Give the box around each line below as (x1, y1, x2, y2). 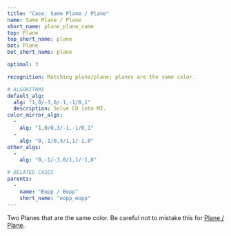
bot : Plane (7, 42, 39, 49)
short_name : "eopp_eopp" (19, 195, 91, 201)
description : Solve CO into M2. (13, 105, 107, 112)
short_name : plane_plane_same (7, 23, 94, 30)
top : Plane (7, 29, 39, 37)
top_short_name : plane (7, 36, 72, 43)
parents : (7, 175, 32, 183)
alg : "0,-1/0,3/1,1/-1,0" (19, 137, 94, 144)
